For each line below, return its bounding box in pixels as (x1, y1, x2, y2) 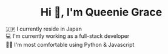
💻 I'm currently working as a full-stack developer (5, 32, 130, 40)
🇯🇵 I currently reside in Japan (5, 25, 82, 32)
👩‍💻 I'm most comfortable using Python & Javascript (5, 41, 135, 48)
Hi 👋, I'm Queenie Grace (40, 5, 163, 19)
